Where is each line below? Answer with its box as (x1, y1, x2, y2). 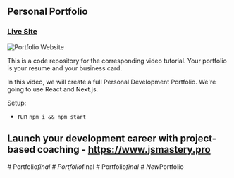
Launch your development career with (7, 133, 178, 145)
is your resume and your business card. (7, 63, 122, 72)
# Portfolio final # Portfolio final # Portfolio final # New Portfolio (7, 162, 185, 171)
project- (180, 133, 217, 145)
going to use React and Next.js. (7, 84, 99, 94)
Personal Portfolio (7, 6, 88, 18)
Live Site (7, 27, 37, 37)
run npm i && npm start (17, 112, 87, 120)
